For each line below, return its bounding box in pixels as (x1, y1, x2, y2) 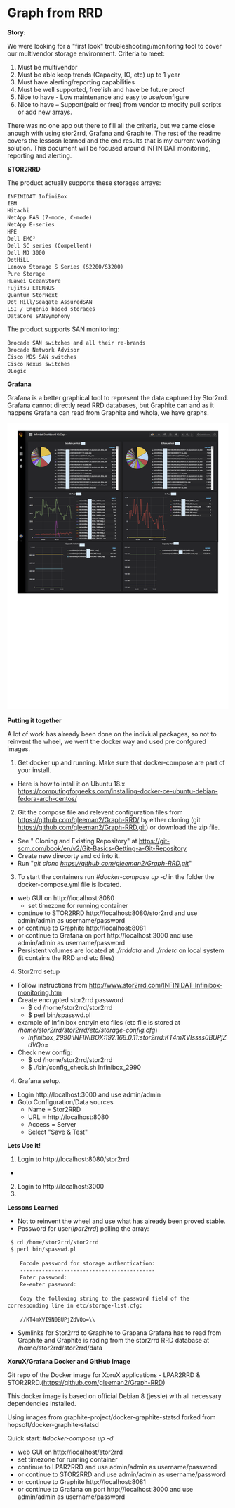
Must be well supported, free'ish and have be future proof (17, 85, 185, 94)
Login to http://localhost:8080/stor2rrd (17, 1155, 130, 1163)
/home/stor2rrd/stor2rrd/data (17, 1343, 103, 1352)
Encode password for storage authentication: (20, 1260, 156, 1267)
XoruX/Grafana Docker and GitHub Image (7, 1357, 131, 1366)
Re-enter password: (20, 1282, 77, 1289)
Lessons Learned (7, 1203, 59, 1212)
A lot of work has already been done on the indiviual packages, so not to (7, 730, 217, 739)
